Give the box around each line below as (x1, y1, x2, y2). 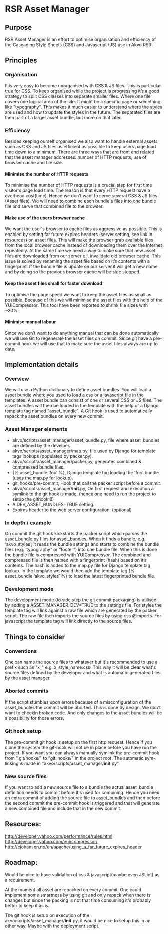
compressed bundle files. (12, 464, 65, 470)
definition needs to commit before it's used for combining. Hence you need (5, 789, 160, 795)
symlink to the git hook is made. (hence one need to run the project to (12, 491, 156, 497)
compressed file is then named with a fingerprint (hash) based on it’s (5, 557, 147, 563)
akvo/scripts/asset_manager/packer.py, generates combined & (12, 458, 141, 464)
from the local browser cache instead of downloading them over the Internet (5, 242, 162, 248)
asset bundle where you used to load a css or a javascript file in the (5, 392, 144, 398)
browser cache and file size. (5, 159, 63, 165)
